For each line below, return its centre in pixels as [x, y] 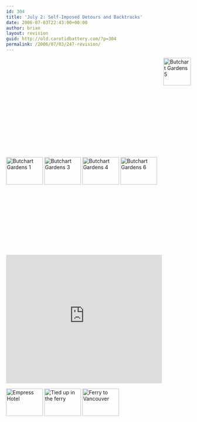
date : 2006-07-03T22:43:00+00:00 [47, 22]
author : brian [23, 28]
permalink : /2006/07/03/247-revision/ [53, 45]
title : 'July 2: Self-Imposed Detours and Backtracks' [74, 17]
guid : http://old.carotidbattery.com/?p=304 [61, 39]
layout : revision [27, 34]
